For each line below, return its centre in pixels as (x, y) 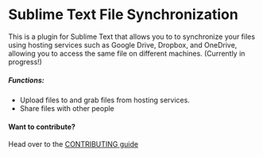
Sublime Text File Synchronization (123, 15)
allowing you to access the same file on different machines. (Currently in (127, 53)
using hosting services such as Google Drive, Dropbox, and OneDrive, (123, 44)
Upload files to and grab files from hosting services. (105, 100)
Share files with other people (67, 108)
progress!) (25, 62)
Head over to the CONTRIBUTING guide (73, 144)
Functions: (27, 80)
